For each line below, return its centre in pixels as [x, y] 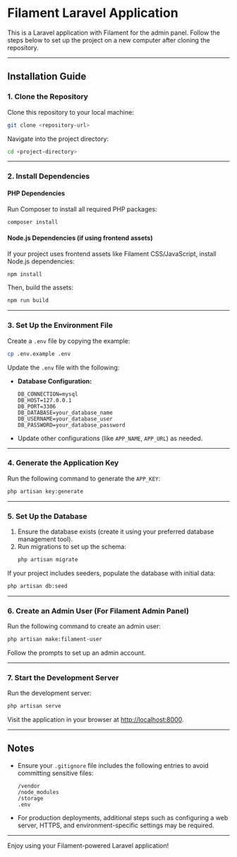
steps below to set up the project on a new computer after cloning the [109, 40]
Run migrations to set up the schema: [72, 546]
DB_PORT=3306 [37, 406]
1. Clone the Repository [48, 97]
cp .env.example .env [39, 354]
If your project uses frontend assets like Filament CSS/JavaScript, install [112, 253]
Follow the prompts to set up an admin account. [77, 652]
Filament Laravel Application [93, 13]
